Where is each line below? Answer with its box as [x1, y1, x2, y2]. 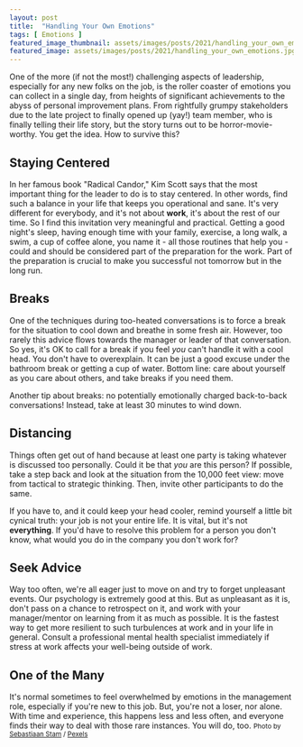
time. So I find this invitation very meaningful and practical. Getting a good [9, 217, 286, 228]
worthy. [9, 129, 38, 140]
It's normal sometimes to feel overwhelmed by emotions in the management [9, 691, 292, 703]
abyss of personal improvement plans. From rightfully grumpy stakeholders [9, 100, 289, 111]
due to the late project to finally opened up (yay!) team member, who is [9, 110, 273, 121]
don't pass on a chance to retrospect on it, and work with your [9, 603, 241, 614]
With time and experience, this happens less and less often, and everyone [9, 711, 284, 722]
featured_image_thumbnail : [9, 38, 111, 48]
